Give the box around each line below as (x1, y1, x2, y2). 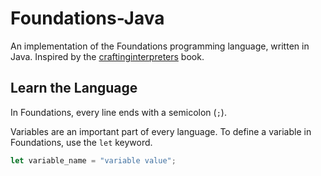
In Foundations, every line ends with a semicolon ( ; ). (10, 106, 227, 118)
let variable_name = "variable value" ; (10, 155, 177, 166)
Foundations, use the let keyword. (10, 136, 153, 148)
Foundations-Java (10, 7, 165, 30)
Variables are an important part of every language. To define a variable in (10, 125, 312, 137)
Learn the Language (10, 80, 138, 97)
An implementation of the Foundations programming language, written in (10, 40, 310, 52)
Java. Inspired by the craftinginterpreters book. (10, 50, 205, 62)
